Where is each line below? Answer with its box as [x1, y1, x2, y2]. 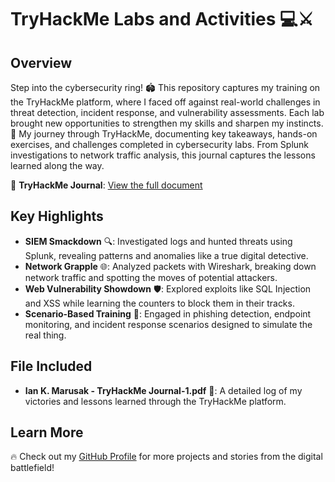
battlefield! [10, 462, 55, 474]
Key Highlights [10, 208, 104, 225]
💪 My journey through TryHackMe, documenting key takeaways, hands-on [10, 128, 318, 140]
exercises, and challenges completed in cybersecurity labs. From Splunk [10, 139, 310, 150]
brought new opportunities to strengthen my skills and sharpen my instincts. [10, 117, 324, 129]
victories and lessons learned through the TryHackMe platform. [24, 395, 287, 407]
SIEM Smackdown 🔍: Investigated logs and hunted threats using [24, 235, 293, 247]
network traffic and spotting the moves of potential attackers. [24, 271, 278, 283]
